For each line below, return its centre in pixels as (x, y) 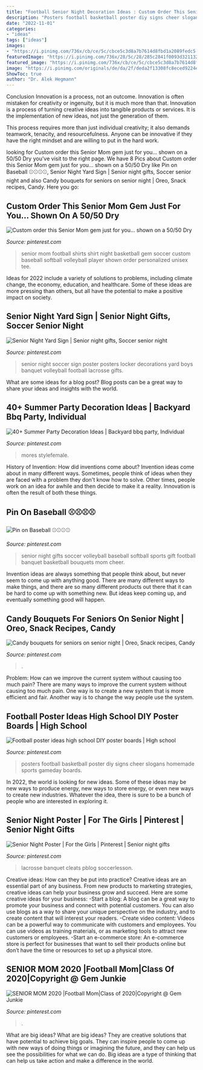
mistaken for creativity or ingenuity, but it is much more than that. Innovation (101, 103)
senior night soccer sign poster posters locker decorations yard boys (107, 364)
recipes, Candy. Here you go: (43, 187)
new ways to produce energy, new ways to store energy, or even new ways (100, 788)
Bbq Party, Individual (46, 417)
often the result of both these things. (52, 492)
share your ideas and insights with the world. (62, 389)
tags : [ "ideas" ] (27, 40)
